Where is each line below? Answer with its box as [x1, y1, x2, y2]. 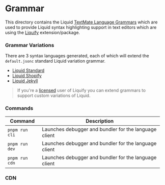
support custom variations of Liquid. [17, 92, 91, 98]
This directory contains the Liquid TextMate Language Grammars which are [5, 19, 158, 25]
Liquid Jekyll [12, 78, 38, 84]
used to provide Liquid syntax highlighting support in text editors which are [5, 24, 157, 30]
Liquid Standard [12, 68, 45, 73]
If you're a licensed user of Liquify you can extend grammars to [17, 88, 146, 93]
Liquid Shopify [12, 73, 42, 79]
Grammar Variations [5, 42, 55, 48]
